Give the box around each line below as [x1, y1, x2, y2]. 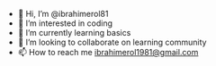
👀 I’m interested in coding [17, 18, 113, 29]
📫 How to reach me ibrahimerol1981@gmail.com [17, 47, 199, 57]
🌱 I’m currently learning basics [17, 28, 131, 37]
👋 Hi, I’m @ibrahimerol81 [17, 9, 109, 19]
